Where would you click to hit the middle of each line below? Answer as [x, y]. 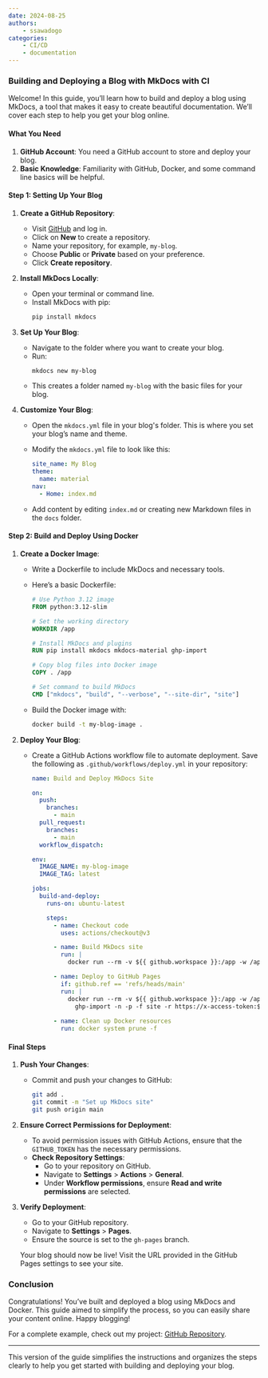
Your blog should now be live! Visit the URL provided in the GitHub [128, 1255]
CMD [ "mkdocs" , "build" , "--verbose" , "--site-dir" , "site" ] [135, 694]
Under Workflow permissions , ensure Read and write [133, 1183]
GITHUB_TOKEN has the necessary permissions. [106, 1148]
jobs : [41, 889]
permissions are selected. [87, 1191]
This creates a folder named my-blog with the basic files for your [137, 386]
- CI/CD [35, 46]
